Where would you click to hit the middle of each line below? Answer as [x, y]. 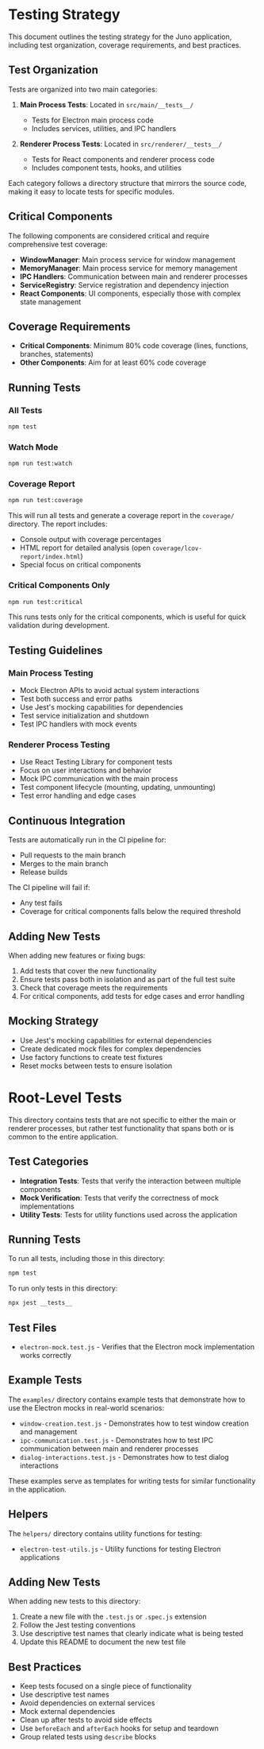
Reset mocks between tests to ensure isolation [96, 1066]
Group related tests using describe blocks [88, 1737]
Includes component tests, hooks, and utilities [107, 168]
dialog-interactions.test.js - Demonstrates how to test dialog [124, 1457]
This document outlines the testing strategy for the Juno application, [120, 37]
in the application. [38, 1489]
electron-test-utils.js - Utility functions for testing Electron [120, 1549]
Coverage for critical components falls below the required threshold [130, 911]
